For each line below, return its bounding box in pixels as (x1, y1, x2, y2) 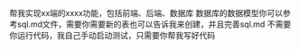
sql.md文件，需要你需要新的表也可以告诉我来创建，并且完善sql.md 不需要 (16, 19, 292, 29)
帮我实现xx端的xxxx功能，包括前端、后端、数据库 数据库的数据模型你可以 (9, 8, 283, 18)
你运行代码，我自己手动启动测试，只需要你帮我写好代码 (9, 30, 215, 40)
